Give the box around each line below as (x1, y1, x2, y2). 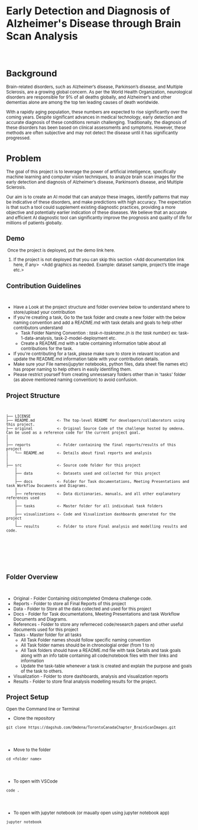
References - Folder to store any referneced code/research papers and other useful (13, 621, 183, 627)
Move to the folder (13, 747, 51, 753)
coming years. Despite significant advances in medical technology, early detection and (6, 114, 182, 120)
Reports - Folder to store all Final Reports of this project (13, 600, 126, 606)
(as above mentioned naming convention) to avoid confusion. (13, 377, 138, 383)
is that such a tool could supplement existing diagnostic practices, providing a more (6, 204, 176, 210)
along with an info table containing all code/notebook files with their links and (20, 653, 178, 659)
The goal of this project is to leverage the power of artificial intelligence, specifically (6, 169, 176, 175)
